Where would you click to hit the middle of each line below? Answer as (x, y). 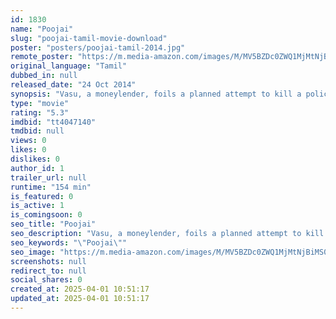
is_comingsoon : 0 (46, 215)
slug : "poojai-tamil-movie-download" (89, 38)
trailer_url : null (48, 177)
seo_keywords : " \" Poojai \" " (69, 242)
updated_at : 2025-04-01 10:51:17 (80, 299)
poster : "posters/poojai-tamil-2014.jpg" (98, 47)
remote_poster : (42, 57)
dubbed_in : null (44, 76)
